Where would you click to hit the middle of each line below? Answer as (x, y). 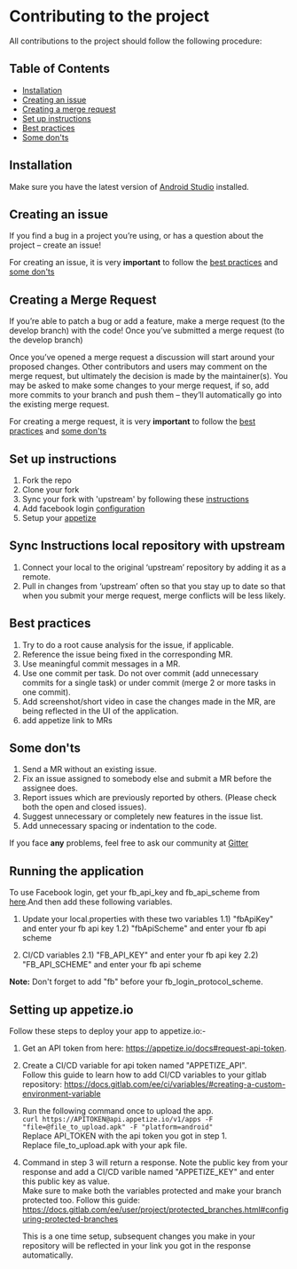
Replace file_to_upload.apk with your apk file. (105, 1146)
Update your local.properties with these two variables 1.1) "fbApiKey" (148, 919)
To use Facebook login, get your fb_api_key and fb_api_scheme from (134, 893)
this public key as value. (66, 1181)
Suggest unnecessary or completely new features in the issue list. (142, 816)
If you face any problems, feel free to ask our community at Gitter (129, 843)
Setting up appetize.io (71, 1009)
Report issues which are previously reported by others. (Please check (149, 798)
